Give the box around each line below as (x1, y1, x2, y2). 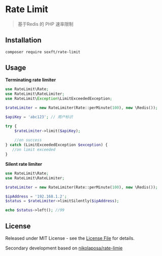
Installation (5, 36, 42, 45)
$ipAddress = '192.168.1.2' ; (5, 194, 67, 199)
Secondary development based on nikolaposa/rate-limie (5, 245, 123, 251)
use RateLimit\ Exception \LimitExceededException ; (5, 96, 113, 101)
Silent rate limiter (5, 161, 42, 167)
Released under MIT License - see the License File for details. (5, 235, 135, 241)
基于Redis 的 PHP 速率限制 (17, 21, 74, 27)
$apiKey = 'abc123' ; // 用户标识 (5, 114, 73, 120)
